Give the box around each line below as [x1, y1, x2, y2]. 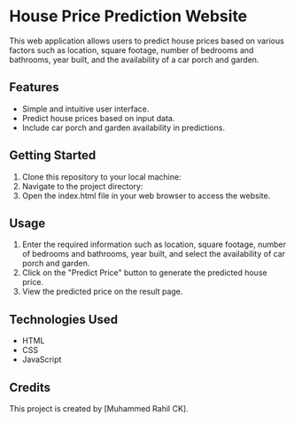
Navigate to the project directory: [21, 181, 143, 191]
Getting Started [9, 148, 97, 163]
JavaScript [21, 354, 62, 365]
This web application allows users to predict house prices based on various [9, 35, 285, 46]
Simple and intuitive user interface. [21, 104, 150, 114]
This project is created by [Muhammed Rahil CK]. [9, 404, 189, 413]
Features [9, 80, 59, 95]
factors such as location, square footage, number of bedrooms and [9, 44, 254, 55]
